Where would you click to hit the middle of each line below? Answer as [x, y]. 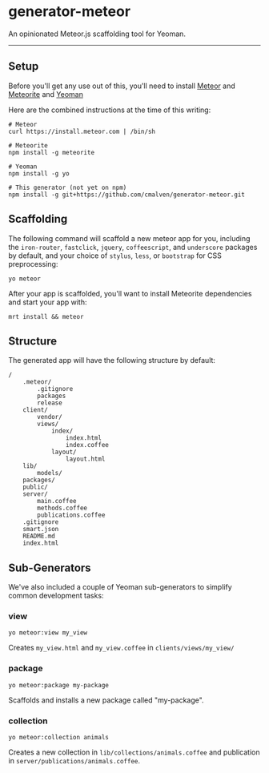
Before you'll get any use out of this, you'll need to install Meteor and [122, 86]
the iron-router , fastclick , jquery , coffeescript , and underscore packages [133, 247]
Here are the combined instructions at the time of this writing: [110, 110]
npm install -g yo [39, 173]
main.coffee [57, 501]
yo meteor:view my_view [48, 633]
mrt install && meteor [46, 316]
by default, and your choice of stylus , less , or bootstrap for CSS [115, 256]
